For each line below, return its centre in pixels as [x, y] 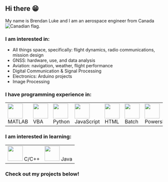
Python [61, 122]
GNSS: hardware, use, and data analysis [54, 60]
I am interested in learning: [38, 137]
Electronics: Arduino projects [42, 76]
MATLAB [18, 122]
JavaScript [87, 122]
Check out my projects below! [42, 174]
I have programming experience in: [48, 95]
